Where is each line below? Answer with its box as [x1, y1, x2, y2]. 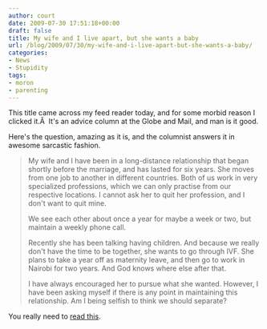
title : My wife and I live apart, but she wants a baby [8, 34, 199, 42]
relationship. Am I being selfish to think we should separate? [27, 296, 227, 306]
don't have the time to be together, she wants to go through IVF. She [27, 247, 254, 256]
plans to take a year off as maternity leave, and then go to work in [27, 255, 245, 265]
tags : [8, 71, 26, 79]
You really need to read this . [8, 311, 102, 321]
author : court [8, 11, 56, 20]
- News [8, 57, 30, 65]
